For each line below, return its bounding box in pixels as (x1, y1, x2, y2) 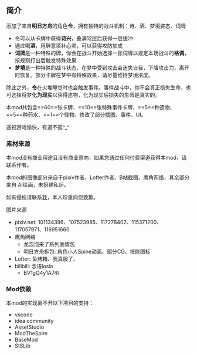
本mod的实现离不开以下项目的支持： (6, 299, 94, 306)
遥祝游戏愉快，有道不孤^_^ (6, 123, 69, 130)
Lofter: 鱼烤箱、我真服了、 (14, 255, 79, 262)
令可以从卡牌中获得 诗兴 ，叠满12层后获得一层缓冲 (14, 35, 134, 42)
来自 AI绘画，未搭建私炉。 (6, 181, 69, 188)
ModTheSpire (14, 330, 48, 337)
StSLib (14, 342, 31, 349)
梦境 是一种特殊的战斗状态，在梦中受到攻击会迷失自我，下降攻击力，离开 (14, 64, 189, 71)
